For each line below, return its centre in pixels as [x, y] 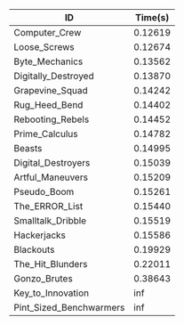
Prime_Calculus [46, 134]
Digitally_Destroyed [54, 76]
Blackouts [34, 250]
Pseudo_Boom [44, 192]
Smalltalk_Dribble [50, 220]
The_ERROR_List [48, 206]
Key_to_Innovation [52, 293]
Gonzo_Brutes [43, 278]
